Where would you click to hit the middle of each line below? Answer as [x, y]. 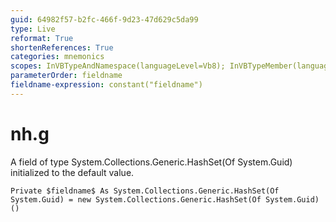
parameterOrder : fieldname [66, 76]
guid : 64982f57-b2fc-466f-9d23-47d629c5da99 [104, 19]
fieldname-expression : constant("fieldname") [106, 85]
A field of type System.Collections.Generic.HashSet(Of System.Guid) [151, 162]
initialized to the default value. [72, 172]
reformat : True [42, 38]
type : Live [33, 29]
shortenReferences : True [62, 47]
